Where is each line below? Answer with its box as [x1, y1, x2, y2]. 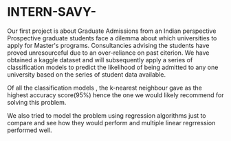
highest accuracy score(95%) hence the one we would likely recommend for [7, 90, 224, 99]
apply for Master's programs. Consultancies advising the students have [7, 41, 210, 49]
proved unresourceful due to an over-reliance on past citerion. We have [7, 49, 210, 57]
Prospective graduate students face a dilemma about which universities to [7, 34, 217, 42]
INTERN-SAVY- [7, 4, 97, 20]
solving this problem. [7, 98, 67, 106]
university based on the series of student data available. [7, 70, 166, 79]
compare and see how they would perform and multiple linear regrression [7, 118, 216, 127]
